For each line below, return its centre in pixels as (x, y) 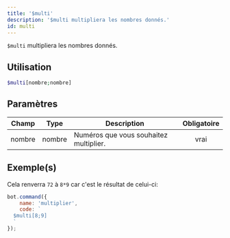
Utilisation (29, 67)
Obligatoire (201, 123)
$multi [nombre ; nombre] (39, 83)
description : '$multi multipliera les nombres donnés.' (88, 20)
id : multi (21, 26)
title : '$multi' (30, 13)
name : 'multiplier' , (49, 203)
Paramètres (33, 104)
